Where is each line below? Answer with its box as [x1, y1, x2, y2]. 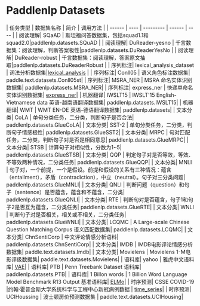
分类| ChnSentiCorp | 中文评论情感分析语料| [11, 233, 119, 240]
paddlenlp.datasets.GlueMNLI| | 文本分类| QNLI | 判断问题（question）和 [6, 180, 184, 188]
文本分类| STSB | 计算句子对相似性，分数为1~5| [6, 143, 122, 151]
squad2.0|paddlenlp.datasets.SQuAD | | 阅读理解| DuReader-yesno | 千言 [6, 39, 186, 46]
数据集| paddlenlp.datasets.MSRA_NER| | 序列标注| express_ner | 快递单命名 [6, 84, 193, 91]
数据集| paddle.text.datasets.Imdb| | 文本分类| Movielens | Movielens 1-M [6, 248, 186, 255]
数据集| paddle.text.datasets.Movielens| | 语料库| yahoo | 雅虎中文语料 [21, 255, 195, 263]
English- [156, 91, 177, 99]
